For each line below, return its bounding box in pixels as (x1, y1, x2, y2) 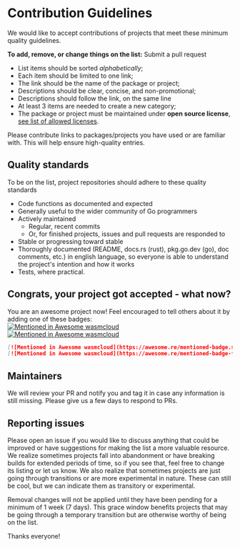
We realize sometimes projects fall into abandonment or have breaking (7, 451, 216, 459)
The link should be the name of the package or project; (17, 78, 180, 87)
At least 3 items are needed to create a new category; (17, 101, 176, 110)
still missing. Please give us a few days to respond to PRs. (7, 397, 178, 405)
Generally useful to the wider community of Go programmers (17, 207, 198, 215)
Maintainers (7, 369, 63, 382)
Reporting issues (7, 417, 85, 429)
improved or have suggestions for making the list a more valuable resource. (7, 444, 230, 452)
